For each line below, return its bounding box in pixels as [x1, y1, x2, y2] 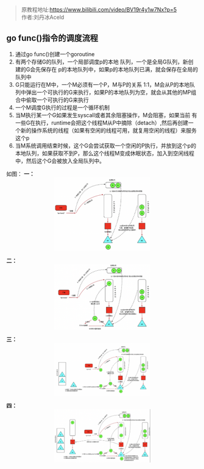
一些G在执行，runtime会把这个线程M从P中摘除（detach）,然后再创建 [15, 119, 189, 126]
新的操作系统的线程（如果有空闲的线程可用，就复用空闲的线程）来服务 [20, 126, 197, 134]
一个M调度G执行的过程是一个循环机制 [15, 104, 110, 111]
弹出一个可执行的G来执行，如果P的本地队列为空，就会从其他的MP [26, 88, 191, 96]
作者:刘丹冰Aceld [21, 13, 65, 21]
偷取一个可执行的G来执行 [26, 96, 90, 103]
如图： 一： [6, 170, 35, 177]
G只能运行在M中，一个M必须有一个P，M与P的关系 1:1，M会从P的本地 [15, 81, 190, 88]
